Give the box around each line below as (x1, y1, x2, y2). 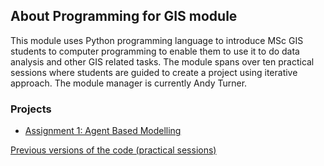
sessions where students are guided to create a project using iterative (10, 66, 298, 78)
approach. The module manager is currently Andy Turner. (10, 77, 248, 89)
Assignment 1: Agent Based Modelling (24, 125, 182, 137)
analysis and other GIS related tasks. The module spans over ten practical (10, 55, 315, 68)
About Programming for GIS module (10, 8, 238, 25)
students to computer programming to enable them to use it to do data (10, 45, 300, 57)
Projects (10, 102, 52, 116)
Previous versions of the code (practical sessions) (10, 144, 217, 156)
